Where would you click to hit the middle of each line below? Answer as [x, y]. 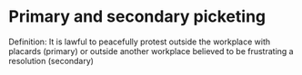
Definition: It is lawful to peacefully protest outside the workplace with [140, 42]
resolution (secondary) [51, 61]
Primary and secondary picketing [137, 17]
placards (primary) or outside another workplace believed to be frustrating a [151, 51]
